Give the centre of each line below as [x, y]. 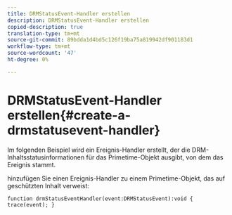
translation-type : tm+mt [44, 33]
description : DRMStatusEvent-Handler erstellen [78, 20]
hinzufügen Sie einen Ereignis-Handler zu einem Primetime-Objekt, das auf [116, 178]
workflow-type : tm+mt [39, 46]
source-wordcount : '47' [42, 53]
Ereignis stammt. [32, 164]
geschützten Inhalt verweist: [49, 185]
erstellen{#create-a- [69, 115]
